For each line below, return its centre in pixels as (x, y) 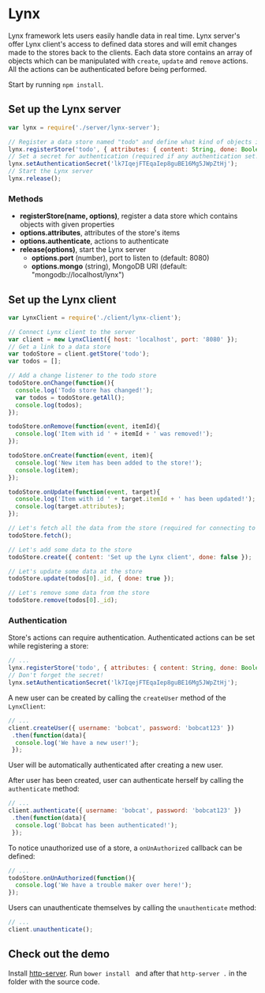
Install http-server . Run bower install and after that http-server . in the (127, 973)
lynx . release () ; (35, 179)
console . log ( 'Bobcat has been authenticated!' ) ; (97, 825)
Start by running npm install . (56, 85)
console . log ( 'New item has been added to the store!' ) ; (109, 463)
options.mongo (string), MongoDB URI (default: (109, 266)
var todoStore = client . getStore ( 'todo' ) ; (79, 354)
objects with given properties (67, 224)
